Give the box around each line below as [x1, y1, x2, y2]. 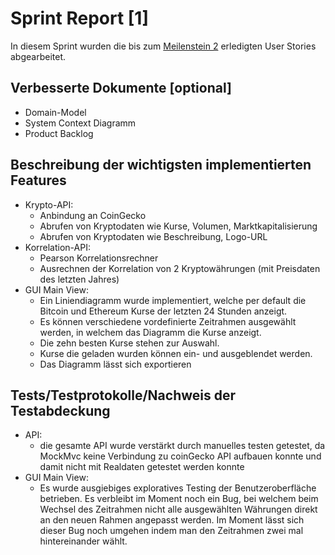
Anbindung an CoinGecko [39, 209, 147, 221]
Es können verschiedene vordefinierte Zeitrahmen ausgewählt [39, 315, 297, 327]
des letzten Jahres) [39, 273, 120, 285]
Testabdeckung [10, 402, 111, 419]
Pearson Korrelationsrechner [39, 252, 159, 264]
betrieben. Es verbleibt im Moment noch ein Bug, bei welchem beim [39, 493, 319, 505]
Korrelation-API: [24, 241, 91, 253]
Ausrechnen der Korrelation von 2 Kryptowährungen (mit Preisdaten [39, 262, 321, 274]
